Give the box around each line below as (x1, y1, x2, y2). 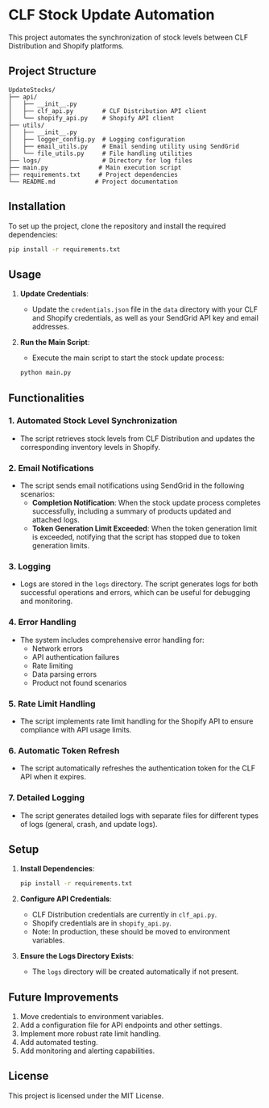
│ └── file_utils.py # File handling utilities (8, 149, 193, 157)
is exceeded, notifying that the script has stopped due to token (31, 532, 241, 542)
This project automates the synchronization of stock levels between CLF (8, 32, 248, 42)
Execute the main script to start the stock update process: (31, 353, 225, 363)
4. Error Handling (8, 616, 77, 627)
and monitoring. (19, 596, 73, 606)
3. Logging (8, 561, 51, 573)
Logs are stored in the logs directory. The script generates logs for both (19, 579, 259, 589)
